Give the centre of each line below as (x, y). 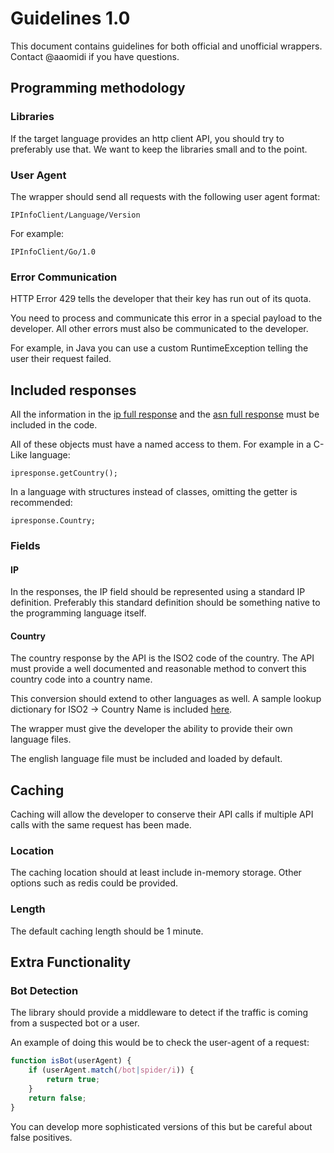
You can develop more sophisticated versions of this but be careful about (161, 1126)
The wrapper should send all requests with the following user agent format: (165, 196)
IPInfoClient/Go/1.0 (53, 252)
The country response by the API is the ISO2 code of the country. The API (162, 658)
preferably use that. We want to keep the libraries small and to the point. (159, 149)
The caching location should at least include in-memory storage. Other (156, 873)
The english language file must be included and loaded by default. (146, 759)
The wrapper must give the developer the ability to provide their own (151, 729)
